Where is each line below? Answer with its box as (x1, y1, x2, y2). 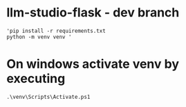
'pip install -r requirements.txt (6, 27, 106, 34)
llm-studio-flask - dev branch (6, 5, 180, 21)
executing (6, 71, 66, 86)
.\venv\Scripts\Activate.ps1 (6, 93, 91, 100)
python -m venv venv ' (6, 33, 72, 40)
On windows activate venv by (6, 56, 179, 72)
